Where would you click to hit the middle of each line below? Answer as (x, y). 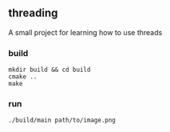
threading (33, 13)
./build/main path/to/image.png (62, 120)
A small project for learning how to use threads (85, 32)
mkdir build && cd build (49, 70)
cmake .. (23, 77)
